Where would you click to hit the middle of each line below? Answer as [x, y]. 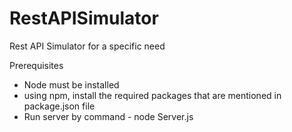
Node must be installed [71, 84]
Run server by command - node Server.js [108, 116]
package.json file [59, 106]
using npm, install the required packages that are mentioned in [152, 95]
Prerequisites [36, 65]
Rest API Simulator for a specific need [87, 46]
